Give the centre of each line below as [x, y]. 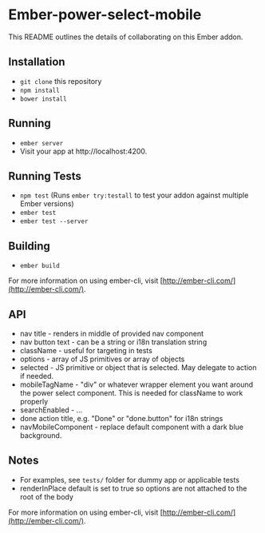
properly [34, 402]
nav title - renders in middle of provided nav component [112, 334]
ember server [42, 143]
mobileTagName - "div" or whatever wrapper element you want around [136, 384]
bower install [43, 99]
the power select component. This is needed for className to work [131, 393]
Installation [37, 62]
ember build [40, 266]
